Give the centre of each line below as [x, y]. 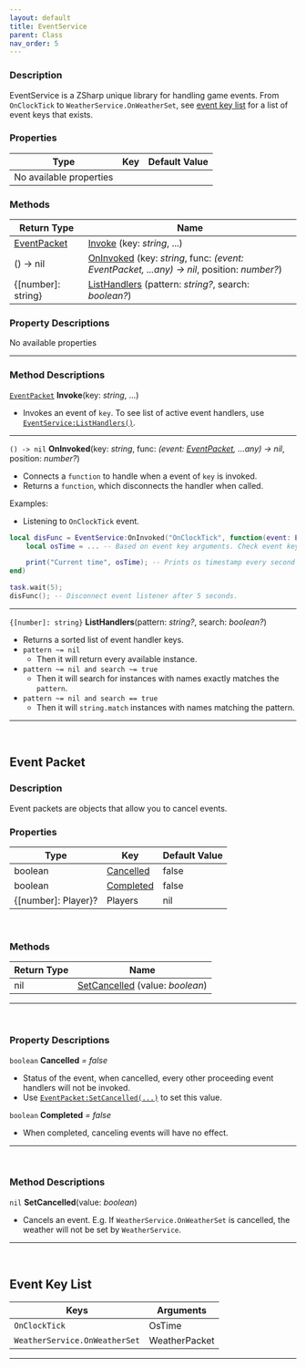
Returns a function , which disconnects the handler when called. [143, 485]
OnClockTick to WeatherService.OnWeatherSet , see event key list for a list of [149, 105]
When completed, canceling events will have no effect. [126, 1133]
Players [122, 900]
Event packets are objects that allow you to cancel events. [118, 808]
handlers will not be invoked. [76, 1087]
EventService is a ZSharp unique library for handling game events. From [144, 95]
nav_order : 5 [34, 43]
